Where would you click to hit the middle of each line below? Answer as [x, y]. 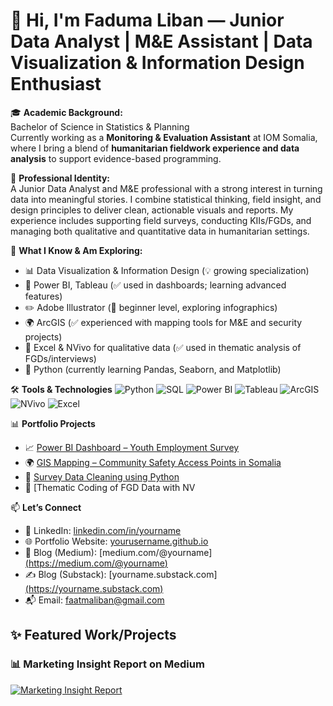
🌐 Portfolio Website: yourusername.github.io [116, 541]
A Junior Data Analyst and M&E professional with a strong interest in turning [166, 188]
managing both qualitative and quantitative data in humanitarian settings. [160, 231]
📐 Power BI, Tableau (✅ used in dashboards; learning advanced [155, 285]
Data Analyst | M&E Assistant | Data [161, 41]
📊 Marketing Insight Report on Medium [107, 664]
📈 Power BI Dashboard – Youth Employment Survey [132, 447]
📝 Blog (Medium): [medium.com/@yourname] [118, 552]
